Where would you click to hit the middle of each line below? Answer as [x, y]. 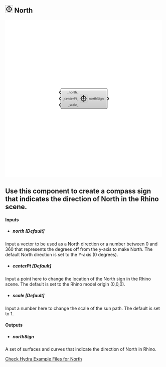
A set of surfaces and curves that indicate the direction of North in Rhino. [81, 349]
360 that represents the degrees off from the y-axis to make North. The [79, 249]
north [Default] [29, 231]
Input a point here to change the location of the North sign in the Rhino [78, 279]
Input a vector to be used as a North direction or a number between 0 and [81, 244]
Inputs [12, 220]
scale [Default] [29, 296]
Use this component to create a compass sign [78, 191]
